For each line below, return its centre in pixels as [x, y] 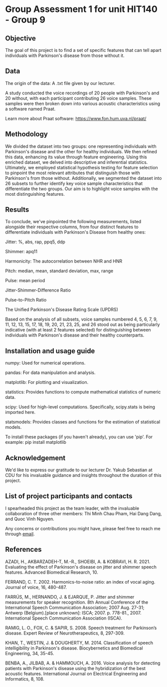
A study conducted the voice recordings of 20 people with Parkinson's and [82, 93]
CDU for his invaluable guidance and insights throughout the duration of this [83, 475]
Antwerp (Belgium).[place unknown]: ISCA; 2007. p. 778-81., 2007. [73, 613]
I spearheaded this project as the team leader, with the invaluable [72, 508]
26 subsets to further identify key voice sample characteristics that [74, 183]
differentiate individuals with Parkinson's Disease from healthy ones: [76, 232]
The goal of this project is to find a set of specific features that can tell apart [83, 50]
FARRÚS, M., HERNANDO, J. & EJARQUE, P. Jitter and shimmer [70, 597]
